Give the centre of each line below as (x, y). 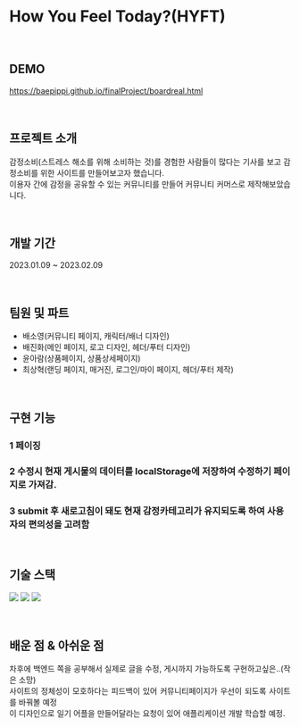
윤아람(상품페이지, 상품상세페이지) (81, 358)
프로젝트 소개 (43, 139)
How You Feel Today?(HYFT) (117, 17)
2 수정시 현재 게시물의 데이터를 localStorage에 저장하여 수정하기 (141, 472)
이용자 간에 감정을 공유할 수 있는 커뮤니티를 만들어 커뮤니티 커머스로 (127, 184)
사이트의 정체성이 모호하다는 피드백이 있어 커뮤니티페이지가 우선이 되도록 (138, 691)
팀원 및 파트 (39, 313)
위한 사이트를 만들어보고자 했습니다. (102, 172)
